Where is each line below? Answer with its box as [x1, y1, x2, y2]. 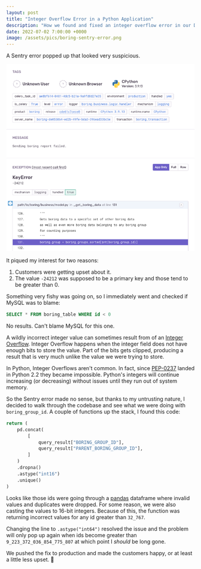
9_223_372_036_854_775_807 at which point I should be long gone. [6, 538, 166, 545]
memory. [6, 383, 28, 391]
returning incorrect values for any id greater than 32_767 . [6, 513, 145, 520]
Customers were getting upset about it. [14, 268, 112, 276]
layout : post [6, 10, 39, 16]
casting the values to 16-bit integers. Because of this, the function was [6, 507, 180, 514]
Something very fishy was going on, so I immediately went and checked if [6, 293, 188, 300]
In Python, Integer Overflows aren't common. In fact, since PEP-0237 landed [6, 364, 195, 371]
